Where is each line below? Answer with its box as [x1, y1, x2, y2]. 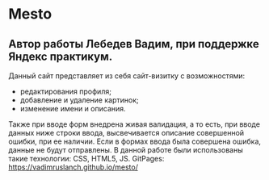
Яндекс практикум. [8, 49, 113, 63]
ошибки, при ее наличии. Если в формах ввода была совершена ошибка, [8, 136, 261, 146]
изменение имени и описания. [19, 104, 127, 113]
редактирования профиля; [19, 86, 111, 96]
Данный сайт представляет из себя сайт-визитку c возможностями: [8, 71, 245, 81]
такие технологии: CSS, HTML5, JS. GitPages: [8, 154, 165, 163]
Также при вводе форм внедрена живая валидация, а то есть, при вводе [8, 119, 261, 129]
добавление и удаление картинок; [19, 95, 139, 105]
